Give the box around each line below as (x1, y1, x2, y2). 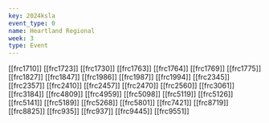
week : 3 (8, 34, 35, 43)
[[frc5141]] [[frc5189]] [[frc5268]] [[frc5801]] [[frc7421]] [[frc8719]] (8, 98, 229, 108)
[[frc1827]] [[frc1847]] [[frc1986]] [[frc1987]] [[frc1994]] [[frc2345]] (8, 72, 230, 82)
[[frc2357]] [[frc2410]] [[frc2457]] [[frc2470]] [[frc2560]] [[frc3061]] (8, 81, 235, 91)
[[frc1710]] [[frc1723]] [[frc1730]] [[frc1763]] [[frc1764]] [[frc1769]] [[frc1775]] (8, 64, 262, 73)
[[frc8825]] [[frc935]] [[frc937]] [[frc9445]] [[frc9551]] (8, 106, 190, 117)
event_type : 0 (8, 19, 56, 27)
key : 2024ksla (8, 11, 56, 20)
